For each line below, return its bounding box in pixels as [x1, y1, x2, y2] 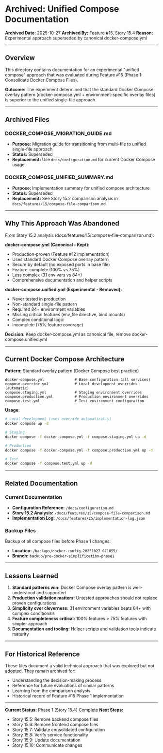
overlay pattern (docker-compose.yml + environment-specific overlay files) [5, 92, 156, 97]
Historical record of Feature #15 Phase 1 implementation [12, 693, 124, 698]
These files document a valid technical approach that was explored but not [5, 662, 155, 668]
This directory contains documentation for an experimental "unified [5, 67, 140, 73]
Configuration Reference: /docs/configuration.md [12, 505, 114, 511]
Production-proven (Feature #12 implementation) [12, 251, 110, 257]
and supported [36, 590, 66, 596]
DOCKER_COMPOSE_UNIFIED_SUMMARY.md [5, 174, 114, 181]
